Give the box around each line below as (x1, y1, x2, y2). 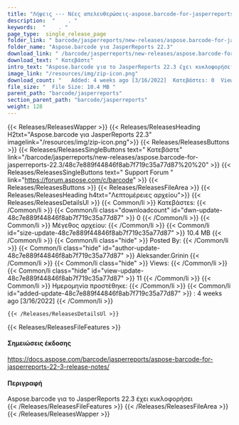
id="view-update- (91, 266, 144, 275)
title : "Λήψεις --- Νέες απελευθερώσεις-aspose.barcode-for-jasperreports (7, 10, 234, 18)
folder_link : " (7, 37, 53, 44)
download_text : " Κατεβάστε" (7, 57, 94, 64)
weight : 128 (7, 103, 43, 110)
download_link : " (7, 51, 59, 58)
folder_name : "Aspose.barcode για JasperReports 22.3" (7, 43, 174, 51)
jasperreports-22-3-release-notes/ (7, 362, 110, 371)
